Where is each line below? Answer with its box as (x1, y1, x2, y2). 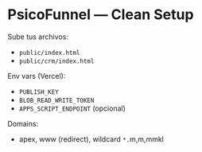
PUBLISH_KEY (18, 88, 59, 96)
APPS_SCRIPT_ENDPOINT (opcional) (18, 103, 126, 113)
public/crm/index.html (18, 57, 95, 65)
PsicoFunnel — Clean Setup (7, 6, 194, 24)
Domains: (7, 119, 39, 128)
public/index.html (18, 49, 80, 57)
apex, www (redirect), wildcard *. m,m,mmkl (18, 134, 165, 144)
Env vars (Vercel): (7, 71, 66, 80)
